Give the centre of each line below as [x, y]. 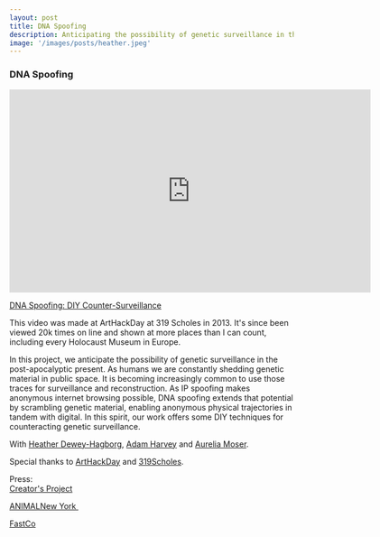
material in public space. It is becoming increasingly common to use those [147, 378]
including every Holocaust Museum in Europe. [95, 342]
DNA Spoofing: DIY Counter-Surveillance [86, 305]
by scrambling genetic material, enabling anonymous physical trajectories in [151, 407]
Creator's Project [41, 488]
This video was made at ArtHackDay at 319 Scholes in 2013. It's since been [149, 322]
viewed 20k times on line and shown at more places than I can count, [138, 332]
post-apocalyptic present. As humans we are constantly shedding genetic [147, 369]
